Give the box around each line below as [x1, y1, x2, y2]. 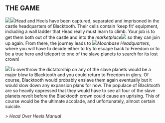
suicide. [5, 103, 21, 109]
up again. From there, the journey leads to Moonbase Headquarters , [5, 40, 151, 46]
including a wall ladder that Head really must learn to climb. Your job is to [5, 28, 156, 34]
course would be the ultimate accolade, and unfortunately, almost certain [5, 98, 156, 104]
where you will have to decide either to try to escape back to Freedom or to [5, 45, 160, 51]
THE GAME [5, 4, 40, 12]
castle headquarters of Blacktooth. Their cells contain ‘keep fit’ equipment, [5, 23, 159, 29]
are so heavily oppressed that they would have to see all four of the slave [5, 87, 156, 94]
